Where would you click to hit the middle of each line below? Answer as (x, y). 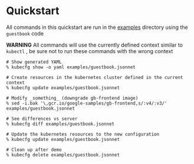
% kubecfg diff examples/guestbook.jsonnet (60, 124)
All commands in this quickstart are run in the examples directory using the (97, 27)
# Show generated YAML (34, 62)
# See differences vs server (42, 119)
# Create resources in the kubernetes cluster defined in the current (95, 77)
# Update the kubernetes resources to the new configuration (83, 134)
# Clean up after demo (34, 150)
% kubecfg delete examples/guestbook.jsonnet (63, 155)
